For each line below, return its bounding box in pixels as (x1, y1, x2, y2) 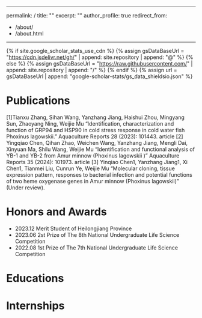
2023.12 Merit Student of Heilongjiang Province (14, 225, 132, 232)
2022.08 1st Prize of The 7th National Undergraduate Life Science (14, 244, 179, 251)
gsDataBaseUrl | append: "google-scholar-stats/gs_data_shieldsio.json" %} (6, 73, 194, 80)
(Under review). (6, 184, 45, 191)
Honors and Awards (6, 205, 107, 219)
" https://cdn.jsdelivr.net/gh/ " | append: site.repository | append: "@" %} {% (6, 54, 194, 61)
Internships (6, 299, 65, 313)
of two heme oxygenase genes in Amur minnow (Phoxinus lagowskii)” (6, 177, 179, 185)
